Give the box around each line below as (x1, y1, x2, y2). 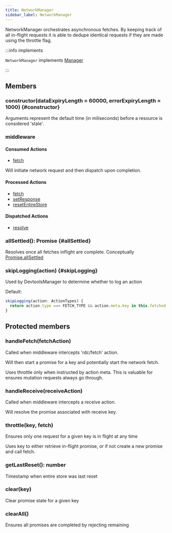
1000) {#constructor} (5, 103, 60, 111)
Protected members (5, 322, 70, 331)
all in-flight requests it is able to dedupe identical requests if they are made (5, 32, 163, 38)
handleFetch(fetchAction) (5, 337, 71, 345)
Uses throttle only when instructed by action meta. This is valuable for (5, 369, 153, 375)
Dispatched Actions (5, 213, 49, 219)
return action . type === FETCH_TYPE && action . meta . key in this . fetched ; (10, 303, 168, 309)
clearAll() (5, 510, 29, 517)
